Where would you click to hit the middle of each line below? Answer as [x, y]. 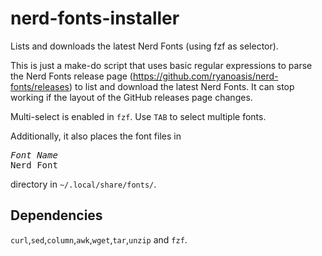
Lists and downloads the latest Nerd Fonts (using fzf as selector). [144, 46]
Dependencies [56, 215]
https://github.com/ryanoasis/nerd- [205, 76]
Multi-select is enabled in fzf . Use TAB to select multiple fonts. [138, 116]
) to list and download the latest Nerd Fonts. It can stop [182, 86]
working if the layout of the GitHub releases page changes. [131, 97]
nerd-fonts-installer [95, 18]
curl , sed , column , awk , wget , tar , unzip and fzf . [99, 239]
